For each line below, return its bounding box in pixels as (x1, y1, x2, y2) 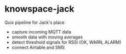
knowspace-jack (4, 3, 75, 15)
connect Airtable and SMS (11, 44, 65, 50)
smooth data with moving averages (11, 34, 83, 40)
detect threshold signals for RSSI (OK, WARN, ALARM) (11, 39, 122, 45)
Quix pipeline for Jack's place (4, 19, 65, 25)
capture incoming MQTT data (11, 29, 72, 35)
